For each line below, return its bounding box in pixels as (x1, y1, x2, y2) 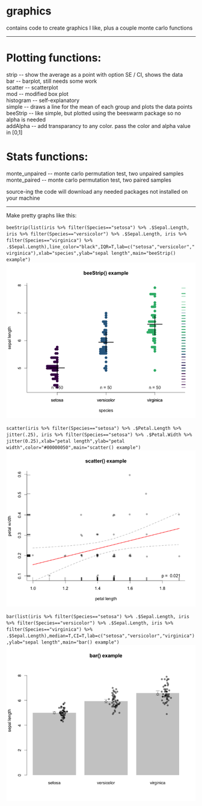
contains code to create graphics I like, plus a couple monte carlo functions (6, 24, 193, 31)
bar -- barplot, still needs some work (6, 77, 97, 85)
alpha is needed (6, 116, 46, 123)
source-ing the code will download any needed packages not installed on (6, 188, 188, 195)
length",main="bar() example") (41, 639, 120, 645)
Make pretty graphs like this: (6, 211, 77, 219)
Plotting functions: (6, 51, 102, 65)
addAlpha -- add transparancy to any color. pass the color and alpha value (6, 122, 191, 129)
